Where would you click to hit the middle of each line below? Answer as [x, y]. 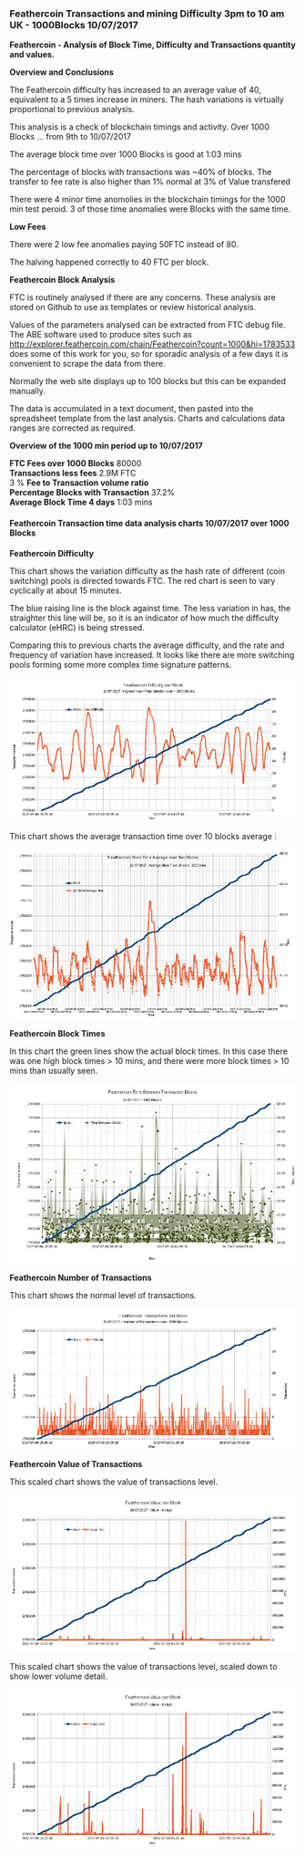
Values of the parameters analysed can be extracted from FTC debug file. [147, 325]
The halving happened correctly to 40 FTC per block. [109, 262]
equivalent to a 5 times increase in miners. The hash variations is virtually [147, 99]
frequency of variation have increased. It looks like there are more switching [152, 654]
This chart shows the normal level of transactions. [103, 1295]
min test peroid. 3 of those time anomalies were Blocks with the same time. [150, 209]
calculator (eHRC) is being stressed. [77, 627]
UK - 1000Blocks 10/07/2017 [74, 25]
